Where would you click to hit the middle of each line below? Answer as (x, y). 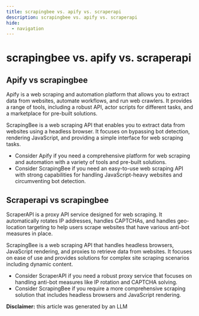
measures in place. (30, 233)
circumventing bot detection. (50, 181)
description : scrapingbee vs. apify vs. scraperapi (72, 17)
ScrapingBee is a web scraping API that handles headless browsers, (90, 245)
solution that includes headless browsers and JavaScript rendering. (98, 295)
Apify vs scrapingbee (47, 80)
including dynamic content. (40, 265)
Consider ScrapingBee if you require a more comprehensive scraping (100, 288)
